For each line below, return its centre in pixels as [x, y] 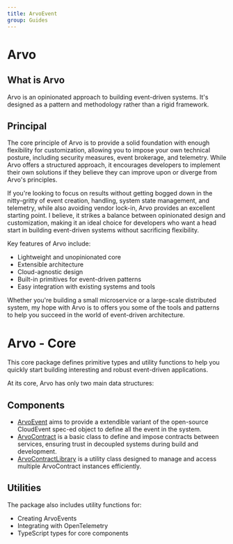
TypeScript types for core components [73, 533]
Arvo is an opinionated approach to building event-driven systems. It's [108, 97]
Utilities [24, 488]
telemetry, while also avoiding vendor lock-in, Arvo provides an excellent [111, 208]
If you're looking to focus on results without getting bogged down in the [110, 193]
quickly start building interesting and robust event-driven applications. [108, 370]
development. [37, 451]
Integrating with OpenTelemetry [63, 525]
